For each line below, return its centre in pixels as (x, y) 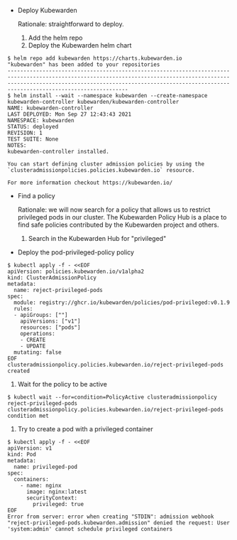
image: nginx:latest (56, 492)
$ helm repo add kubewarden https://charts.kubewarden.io (95, 58)
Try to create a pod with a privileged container (86, 429)
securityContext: (52, 498)
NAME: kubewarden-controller (50, 108)
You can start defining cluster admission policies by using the (106, 164)
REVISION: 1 (25, 133)
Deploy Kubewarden (48, 10)
